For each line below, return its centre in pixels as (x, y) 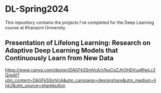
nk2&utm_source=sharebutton (35, 85)
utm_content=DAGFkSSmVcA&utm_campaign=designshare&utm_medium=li (80, 80)
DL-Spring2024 (37, 9)
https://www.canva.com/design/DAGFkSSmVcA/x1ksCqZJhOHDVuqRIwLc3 (80, 70)
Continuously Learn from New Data (59, 58)
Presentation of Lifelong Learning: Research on (78, 43)
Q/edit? (12, 75)
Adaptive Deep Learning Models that (62, 50)
